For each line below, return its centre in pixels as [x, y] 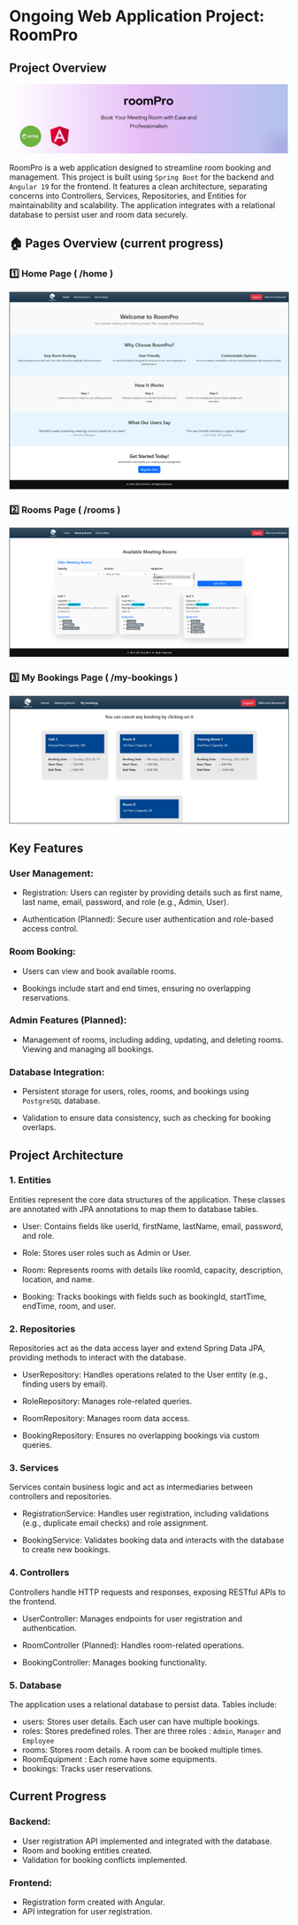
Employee [38, 1742]
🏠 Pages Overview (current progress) [116, 244]
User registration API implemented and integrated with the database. [147, 1841]
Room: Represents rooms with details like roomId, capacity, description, [153, 1270]
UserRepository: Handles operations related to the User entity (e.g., [145, 1375]
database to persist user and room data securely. [99, 215]
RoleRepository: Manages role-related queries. [107, 1402]
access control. [50, 929]
